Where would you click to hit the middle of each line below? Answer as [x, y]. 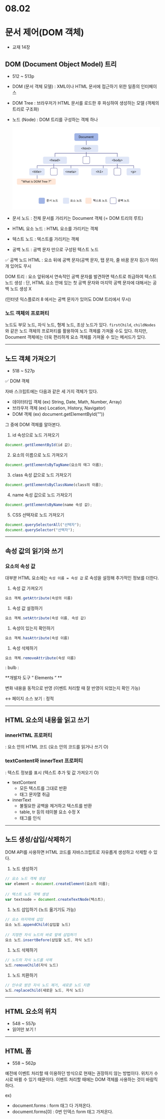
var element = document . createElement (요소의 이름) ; [58, 884]
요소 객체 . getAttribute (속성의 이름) [39, 598]
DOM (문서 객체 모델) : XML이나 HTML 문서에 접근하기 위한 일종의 [76, 86]
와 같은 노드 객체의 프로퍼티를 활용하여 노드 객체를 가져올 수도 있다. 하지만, [76, 331]
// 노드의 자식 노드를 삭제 [29, 960]
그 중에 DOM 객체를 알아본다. [33, 425]
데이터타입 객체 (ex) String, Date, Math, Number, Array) [67, 402]
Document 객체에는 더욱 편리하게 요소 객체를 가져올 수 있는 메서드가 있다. [76, 337]
